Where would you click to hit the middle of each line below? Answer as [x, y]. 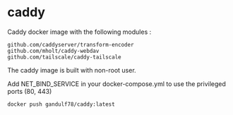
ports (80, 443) [30, 91]
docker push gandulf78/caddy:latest [61, 104]
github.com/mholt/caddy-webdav [53, 51]
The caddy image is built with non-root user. [72, 70]
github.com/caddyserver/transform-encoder [71, 44]
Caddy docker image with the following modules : [79, 32]
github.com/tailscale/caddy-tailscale [64, 57]
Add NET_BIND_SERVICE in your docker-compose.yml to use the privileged [116, 84]
